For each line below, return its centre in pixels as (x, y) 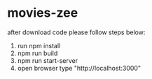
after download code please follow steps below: (76, 32)
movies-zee (43, 13)
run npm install (39, 45)
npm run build (37, 53)
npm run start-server (48, 60)
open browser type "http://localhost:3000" (79, 68)
